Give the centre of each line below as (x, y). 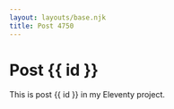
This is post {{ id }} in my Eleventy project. (87, 95)
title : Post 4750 (42, 26)
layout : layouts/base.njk (57, 17)
